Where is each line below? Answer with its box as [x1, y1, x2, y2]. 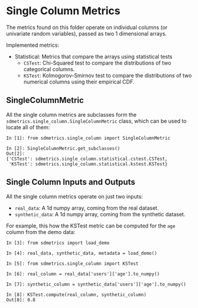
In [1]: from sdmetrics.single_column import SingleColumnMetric [6, 135, 170, 141]
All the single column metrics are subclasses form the [6, 111, 137, 118]
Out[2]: [6, 150, 25, 156]
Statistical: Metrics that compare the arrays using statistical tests [14, 53, 173, 60]
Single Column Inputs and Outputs [6, 177, 135, 187]
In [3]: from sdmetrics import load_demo [6, 240, 110, 246]
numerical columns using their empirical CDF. [23, 78, 135, 85]
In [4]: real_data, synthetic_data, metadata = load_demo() [6, 250, 158, 256]
